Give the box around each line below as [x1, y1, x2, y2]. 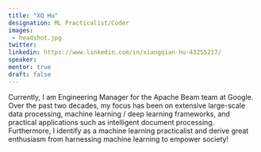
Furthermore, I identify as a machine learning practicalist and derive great [8, 126, 249, 135]
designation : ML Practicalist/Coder [8, 19, 129, 27]
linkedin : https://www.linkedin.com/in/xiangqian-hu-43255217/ [8, 48, 222, 56]
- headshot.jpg [11, 33, 62, 42]
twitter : [8, 41, 37, 49]
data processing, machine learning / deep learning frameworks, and [8, 108, 230, 119]
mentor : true [8, 63, 52, 71]
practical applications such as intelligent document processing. [8, 117, 215, 127]
